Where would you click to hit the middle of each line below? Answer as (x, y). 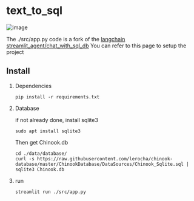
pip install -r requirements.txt (57, 97)
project (15, 52)
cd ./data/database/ (41, 153)
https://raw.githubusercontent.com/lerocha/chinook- (105, 158)
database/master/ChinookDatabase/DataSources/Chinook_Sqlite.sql (99, 164)
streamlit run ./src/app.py (50, 192)
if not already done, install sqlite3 (57, 120)
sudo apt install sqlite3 (48, 131)
